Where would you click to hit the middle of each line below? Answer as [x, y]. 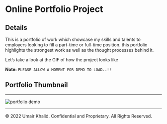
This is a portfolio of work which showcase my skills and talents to [73, 39]
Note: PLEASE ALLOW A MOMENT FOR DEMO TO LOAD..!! [58, 69]
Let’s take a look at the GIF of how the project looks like [62, 60]
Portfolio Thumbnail [37, 85]
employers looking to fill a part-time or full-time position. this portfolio [76, 45]
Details [16, 28]
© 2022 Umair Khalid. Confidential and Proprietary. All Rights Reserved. [79, 116]
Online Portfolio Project [54, 9]
